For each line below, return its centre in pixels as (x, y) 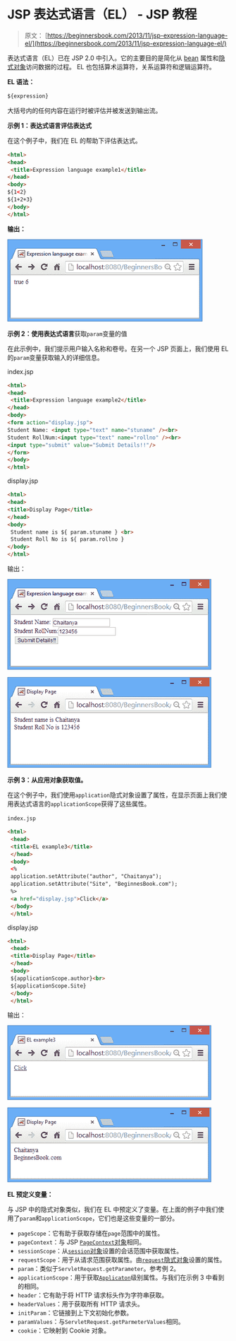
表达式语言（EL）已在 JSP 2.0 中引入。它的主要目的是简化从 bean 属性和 (113, 58)
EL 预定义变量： (30, 1195)
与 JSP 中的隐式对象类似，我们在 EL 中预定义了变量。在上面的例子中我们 (113, 1210)
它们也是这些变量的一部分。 (138, 1218)
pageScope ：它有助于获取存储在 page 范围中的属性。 (91, 1234)
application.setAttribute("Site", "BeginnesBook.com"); (94, 884)
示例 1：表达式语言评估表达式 (50, 125)
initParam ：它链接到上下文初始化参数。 (75, 1313)
